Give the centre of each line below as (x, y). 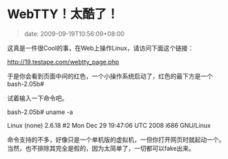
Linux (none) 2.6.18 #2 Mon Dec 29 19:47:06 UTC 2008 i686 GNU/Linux (109, 125)
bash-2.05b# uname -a (40, 112)
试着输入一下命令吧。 (37, 98)
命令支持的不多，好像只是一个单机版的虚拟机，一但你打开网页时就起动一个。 (116, 140)
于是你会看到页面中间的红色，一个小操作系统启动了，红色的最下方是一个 (110, 76)
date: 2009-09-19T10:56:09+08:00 (74, 34)
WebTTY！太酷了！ (63, 14)
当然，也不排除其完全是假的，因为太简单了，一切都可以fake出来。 (101, 148)
